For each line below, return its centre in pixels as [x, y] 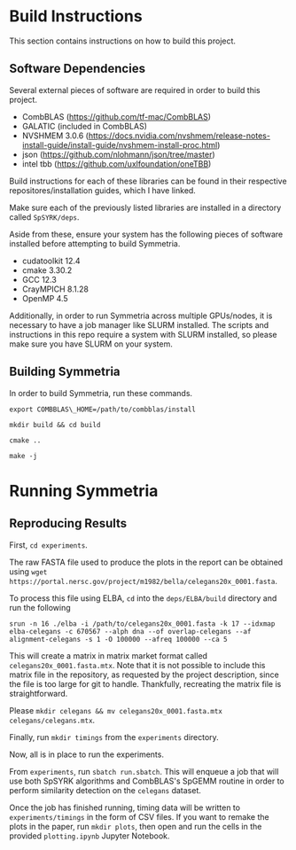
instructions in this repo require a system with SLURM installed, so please [143, 334]
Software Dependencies [78, 69]
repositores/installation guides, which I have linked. [103, 190]
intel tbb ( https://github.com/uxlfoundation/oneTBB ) [117, 164]
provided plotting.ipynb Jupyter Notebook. [90, 836]
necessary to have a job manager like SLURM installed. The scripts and [139, 324]
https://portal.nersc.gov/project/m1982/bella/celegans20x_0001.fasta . [143, 581]
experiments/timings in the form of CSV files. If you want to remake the [139, 816]
